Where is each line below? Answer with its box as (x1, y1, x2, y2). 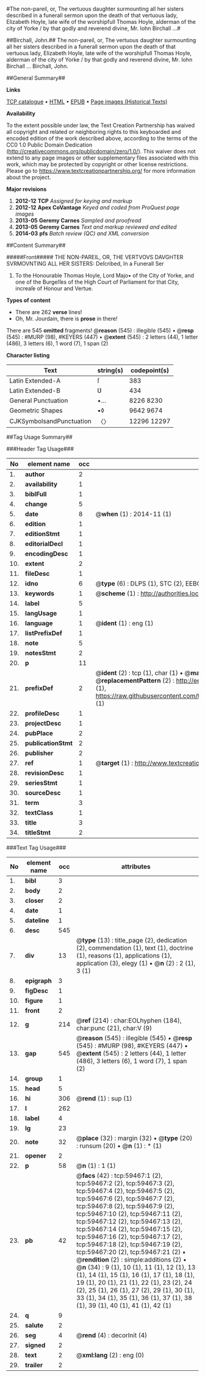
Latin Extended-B (9, 386, 61, 395)
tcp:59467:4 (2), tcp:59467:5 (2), (76, 1187, 175, 1195)
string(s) (97, 366, 124, 375)
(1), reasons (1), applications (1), (76, 952, 172, 960)
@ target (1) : (95, 759, 134, 767)
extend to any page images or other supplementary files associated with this (6, 154, 199, 161)
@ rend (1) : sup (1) (76, 1094, 132, 1103)
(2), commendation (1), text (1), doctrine (76, 944, 193, 952)
